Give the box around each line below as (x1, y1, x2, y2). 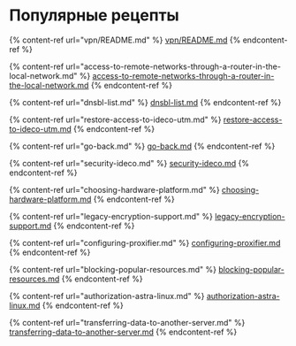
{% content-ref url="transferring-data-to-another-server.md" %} (9, 317, 246, 327)
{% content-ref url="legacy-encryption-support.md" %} (9, 211, 214, 221)
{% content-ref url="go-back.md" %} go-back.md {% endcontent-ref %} (9, 141, 276, 151)
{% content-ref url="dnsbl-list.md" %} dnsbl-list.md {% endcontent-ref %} (9, 96, 282, 107)
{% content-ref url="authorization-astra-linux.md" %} (9, 290, 205, 301)
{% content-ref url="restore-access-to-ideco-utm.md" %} (9, 114, 222, 125)
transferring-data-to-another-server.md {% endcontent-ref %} (9, 327, 238, 337)
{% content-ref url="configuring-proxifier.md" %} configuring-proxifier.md (9, 237, 281, 248)
